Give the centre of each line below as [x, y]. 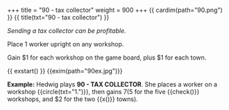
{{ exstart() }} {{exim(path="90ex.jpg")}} [65, 71]
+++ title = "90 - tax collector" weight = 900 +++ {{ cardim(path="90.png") [115, 10]
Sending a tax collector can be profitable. [67, 31]
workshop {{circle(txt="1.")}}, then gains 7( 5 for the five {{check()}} [103, 92]
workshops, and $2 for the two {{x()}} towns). [73, 99]
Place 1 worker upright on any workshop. [66, 44]
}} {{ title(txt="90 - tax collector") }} [58, 17]
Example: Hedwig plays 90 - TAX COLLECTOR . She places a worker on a [112, 84]
